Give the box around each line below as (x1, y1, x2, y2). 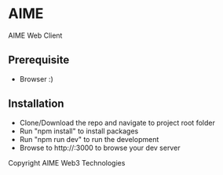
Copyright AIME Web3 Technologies (8, 158, 126, 167)
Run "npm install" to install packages (19, 126, 139, 136)
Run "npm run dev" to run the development (19, 134, 159, 144)
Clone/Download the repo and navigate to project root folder (19, 118, 216, 127)
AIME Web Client (8, 31, 63, 40)
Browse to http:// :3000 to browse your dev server (19, 143, 181, 152)
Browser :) (19, 74, 53, 83)
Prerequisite (8, 53, 70, 67)
